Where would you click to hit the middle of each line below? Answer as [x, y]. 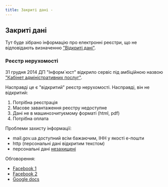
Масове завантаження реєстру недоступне [60, 108]
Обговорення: [20, 158]
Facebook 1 [25, 168]
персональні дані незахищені [44, 149]
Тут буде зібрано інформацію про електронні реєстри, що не [71, 42]
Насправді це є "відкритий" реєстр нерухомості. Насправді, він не [77, 87]
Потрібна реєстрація [35, 102]
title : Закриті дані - [29, 10]
